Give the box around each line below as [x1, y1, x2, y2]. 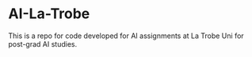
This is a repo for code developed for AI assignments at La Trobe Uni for [8, 31, 244, 40]
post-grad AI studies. [8, 39, 78, 48]
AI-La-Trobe [8, 5, 90, 23]
